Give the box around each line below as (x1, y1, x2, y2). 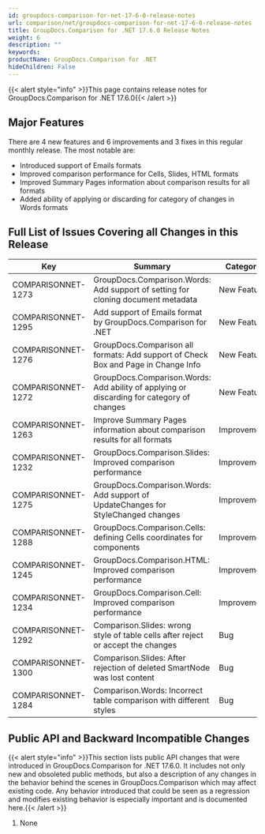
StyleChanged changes (93, 509, 181, 520)
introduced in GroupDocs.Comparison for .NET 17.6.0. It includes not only (8, 761, 246, 771)
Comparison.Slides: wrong (93, 620, 192, 631)
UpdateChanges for (93, 499, 167, 510)
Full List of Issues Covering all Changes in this (8, 225, 239, 239)
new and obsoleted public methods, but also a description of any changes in (8, 769, 256, 779)
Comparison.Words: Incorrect (93, 685, 203, 696)
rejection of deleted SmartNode (93, 663, 211, 674)
